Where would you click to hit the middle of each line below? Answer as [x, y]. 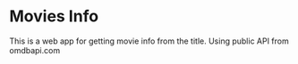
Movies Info [54, 16]
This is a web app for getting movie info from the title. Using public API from [149, 41]
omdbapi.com [35, 50]
